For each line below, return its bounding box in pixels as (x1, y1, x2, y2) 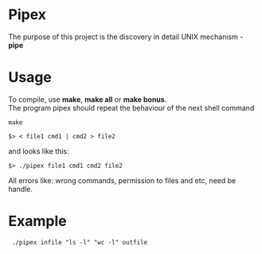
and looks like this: (8, 146, 69, 156)
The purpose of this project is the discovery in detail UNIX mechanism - (8, 32, 244, 41)
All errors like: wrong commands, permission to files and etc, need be (8, 175, 237, 185)
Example (8, 213, 67, 230)
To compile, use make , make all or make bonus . (8, 94, 167, 104)
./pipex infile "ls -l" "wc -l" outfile (11, 238, 148, 246)
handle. (8, 184, 33, 193)
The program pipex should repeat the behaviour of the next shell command (8, 103, 255, 112)
